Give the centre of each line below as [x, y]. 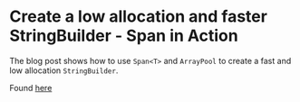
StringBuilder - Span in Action [124, 36]
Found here [31, 88]
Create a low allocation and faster [138, 17]
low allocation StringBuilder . [64, 70]
